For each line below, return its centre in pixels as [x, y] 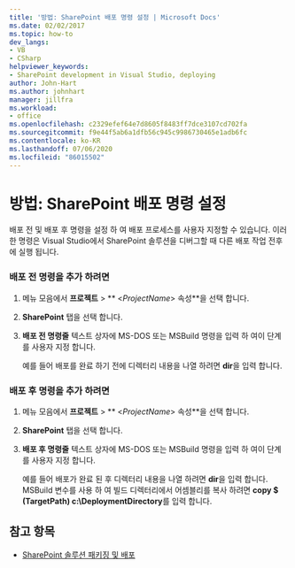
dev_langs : [29, 42]
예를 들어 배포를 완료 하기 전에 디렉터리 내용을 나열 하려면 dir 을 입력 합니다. [152, 365]
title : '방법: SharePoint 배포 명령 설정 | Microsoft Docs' [115, 17]
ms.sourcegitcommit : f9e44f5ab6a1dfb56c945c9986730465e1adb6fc [128, 133]
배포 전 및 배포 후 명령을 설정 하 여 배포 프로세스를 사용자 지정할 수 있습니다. [140, 230]
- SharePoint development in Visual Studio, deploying [113, 75]
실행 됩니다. [39, 252]
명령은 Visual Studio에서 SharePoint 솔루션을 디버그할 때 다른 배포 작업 [142, 241]
